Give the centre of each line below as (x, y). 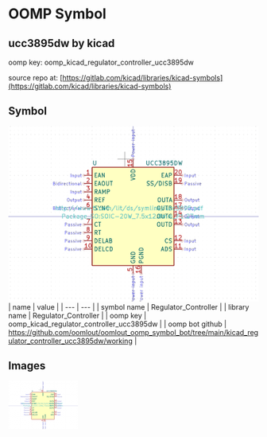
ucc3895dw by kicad (62, 43)
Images (27, 366)
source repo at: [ (35, 78)
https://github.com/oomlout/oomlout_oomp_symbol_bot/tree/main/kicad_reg (133, 332)
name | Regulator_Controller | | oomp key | (77, 315)
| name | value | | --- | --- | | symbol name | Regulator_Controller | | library (129, 306)
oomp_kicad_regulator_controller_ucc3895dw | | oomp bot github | (118, 324)
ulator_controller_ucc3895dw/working (70, 341)
